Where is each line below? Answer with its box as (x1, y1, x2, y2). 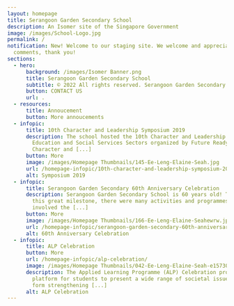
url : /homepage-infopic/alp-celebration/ (25, 256, 148, 263)
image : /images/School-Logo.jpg (7, 29, 101, 37)
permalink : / (7, 36, 45, 43)
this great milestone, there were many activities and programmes (32, 198, 229, 205)
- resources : (13, 101, 52, 108)
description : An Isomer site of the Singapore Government (7, 23, 179, 30)
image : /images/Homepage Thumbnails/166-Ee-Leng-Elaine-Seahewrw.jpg (25, 217, 232, 224)
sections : (7, 56, 36, 63)
